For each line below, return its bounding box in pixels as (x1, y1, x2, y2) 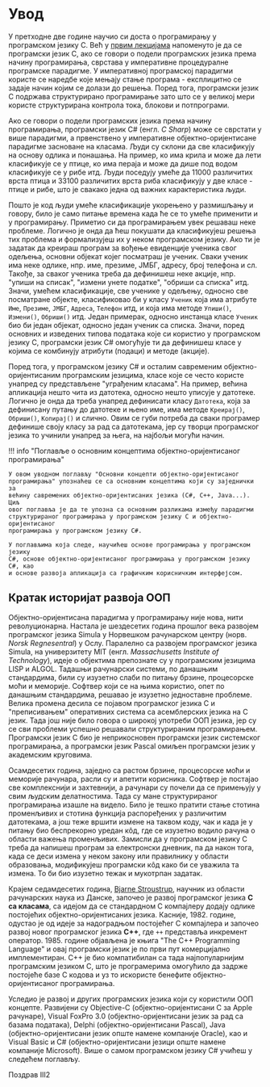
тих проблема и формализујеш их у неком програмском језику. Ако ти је (8, 234, 260, 244)
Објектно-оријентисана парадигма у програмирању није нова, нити (8, 612, 243, 622)
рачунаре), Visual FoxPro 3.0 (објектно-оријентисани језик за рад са (8, 1011, 244, 1021)
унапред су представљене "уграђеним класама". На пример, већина (8, 379, 247, 388)
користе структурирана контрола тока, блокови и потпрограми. (8, 100, 230, 110)
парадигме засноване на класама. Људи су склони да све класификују (8, 141, 255, 151)
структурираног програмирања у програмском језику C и (8, 512, 197, 521)
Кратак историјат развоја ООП (8, 591, 171, 605)
